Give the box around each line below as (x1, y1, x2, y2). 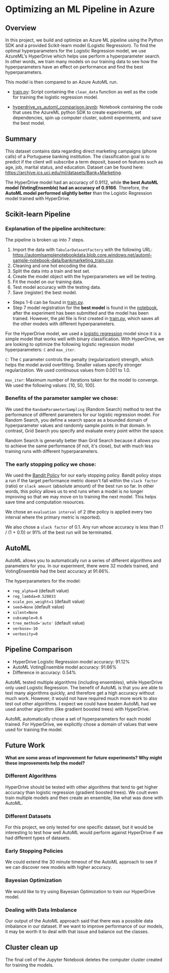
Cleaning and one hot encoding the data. (12, 263, 98, 269)
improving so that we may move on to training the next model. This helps (5, 494, 156, 500)
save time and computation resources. (5, 499, 85, 505)
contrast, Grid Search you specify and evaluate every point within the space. (5, 428, 164, 434)
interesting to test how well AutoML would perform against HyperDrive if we (5, 830, 163, 836)
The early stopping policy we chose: (5, 460, 96, 468)
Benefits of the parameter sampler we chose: (5, 395, 119, 402)
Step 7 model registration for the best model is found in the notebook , (12, 304, 158, 311)
